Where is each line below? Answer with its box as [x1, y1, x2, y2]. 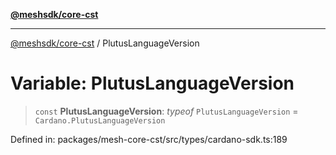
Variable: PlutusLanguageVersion [10, 72, 295, 95]
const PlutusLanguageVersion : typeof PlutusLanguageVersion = [34, 105, 299, 117]
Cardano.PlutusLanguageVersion [34, 115, 166, 126]
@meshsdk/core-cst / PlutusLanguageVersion [10, 37, 200, 49]
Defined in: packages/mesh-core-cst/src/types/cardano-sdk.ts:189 [10, 133, 288, 145]
